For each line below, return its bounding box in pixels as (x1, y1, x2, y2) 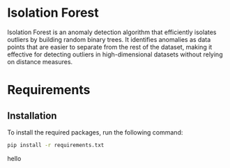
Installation (7, 109, 57, 121)
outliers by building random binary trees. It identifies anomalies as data (7, 35, 211, 43)
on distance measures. (7, 57, 73, 66)
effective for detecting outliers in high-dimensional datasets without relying (7, 50, 223, 59)
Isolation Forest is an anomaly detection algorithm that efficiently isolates (7, 28, 217, 36)
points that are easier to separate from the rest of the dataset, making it (7, 43, 213, 51)
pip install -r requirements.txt (7, 142, 105, 148)
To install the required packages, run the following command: (7, 128, 183, 137)
